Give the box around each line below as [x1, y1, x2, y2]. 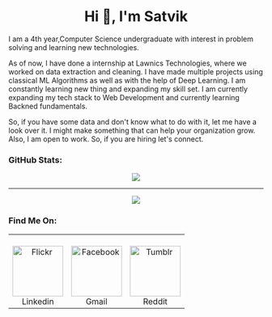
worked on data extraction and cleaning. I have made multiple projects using [8, 66, 263, 76]
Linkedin [21, 295, 54, 306]
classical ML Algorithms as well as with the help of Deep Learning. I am [8, 75, 246, 85]
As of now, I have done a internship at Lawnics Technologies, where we [8, 58, 247, 68]
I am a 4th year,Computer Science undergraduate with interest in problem [8, 34, 253, 44]
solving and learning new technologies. [8, 42, 139, 52]
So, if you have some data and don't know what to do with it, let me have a [8, 116, 257, 126]
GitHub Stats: [8, 154, 63, 165]
